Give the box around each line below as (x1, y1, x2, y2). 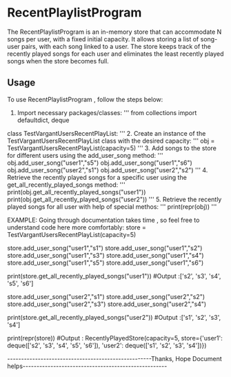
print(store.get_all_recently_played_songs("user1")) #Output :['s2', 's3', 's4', (7, 272, 221, 280)
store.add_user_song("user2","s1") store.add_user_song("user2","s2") (7, 292, 205, 300)
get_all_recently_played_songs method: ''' (7, 181, 125, 189)
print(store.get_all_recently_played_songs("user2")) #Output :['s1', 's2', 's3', (7, 313, 221, 321)
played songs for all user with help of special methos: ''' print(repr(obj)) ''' (7, 202, 217, 211)
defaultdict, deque (17, 116, 70, 124)
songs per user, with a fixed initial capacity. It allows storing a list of (7, 34, 199, 43)
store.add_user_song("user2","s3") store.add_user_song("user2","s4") (7, 300, 207, 308)
